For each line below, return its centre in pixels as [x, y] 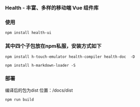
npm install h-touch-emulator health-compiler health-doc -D [70, 57]
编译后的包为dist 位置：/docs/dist [39, 90]
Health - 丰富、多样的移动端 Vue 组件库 [52, 7]
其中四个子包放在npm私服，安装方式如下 [53, 46]
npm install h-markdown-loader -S [41, 65]
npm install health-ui [28, 33]
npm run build [20, 100]
